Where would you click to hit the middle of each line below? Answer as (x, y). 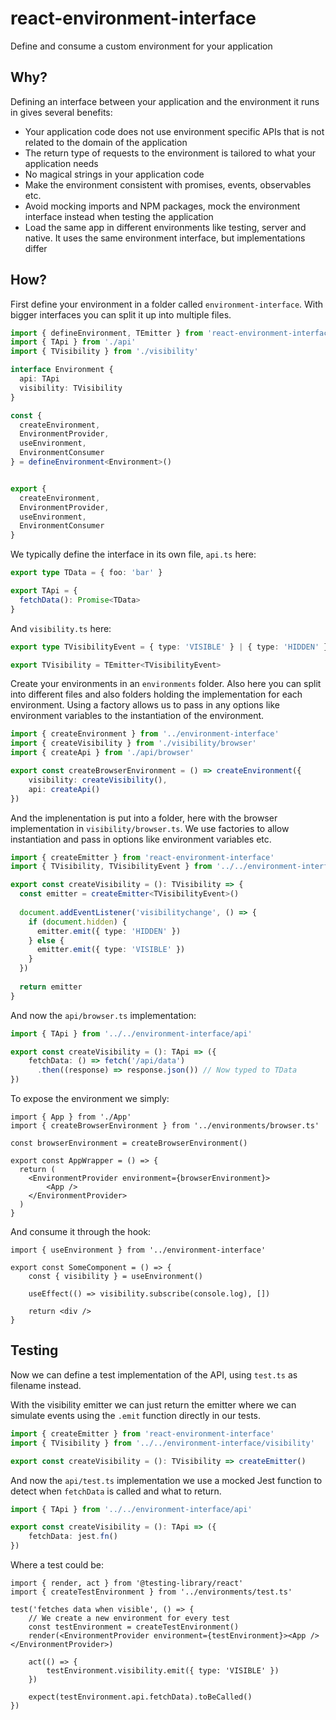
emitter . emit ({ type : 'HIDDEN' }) (109, 931)
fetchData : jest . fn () (73, 1537)
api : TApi (39, 379)
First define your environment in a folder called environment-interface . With (167, 304)
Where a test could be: (57, 1565)
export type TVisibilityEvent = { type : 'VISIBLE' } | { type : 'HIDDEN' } (169, 647)
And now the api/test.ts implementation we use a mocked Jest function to (166, 1480)
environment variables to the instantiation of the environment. (137, 716)
